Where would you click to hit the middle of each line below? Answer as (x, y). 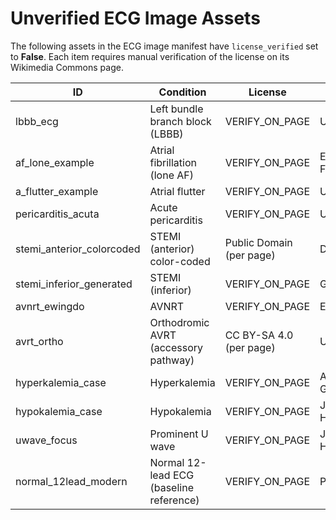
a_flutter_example (57, 191)
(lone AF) (171, 175)
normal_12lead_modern (71, 481)
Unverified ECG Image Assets (135, 18)
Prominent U (179, 434)
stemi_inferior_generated (74, 284)
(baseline (171, 487)
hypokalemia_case (59, 411)
